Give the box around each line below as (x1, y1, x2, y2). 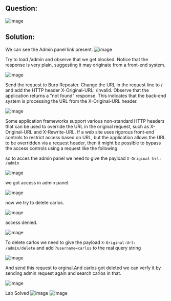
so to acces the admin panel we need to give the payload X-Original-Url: (5, 155, 162, 161)
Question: (5, 4, 38, 13)
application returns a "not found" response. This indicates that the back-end (5, 92, 166, 99)
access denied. (5, 219, 37, 225)
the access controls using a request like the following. (5, 145, 119, 151)
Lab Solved (5, 290, 29, 296)
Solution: (5, 33, 35, 42)
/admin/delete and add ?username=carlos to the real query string (5, 244, 141, 251)
